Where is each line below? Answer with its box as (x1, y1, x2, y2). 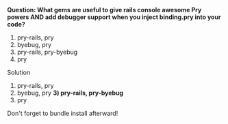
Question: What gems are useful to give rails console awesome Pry (7, 6, 202, 14)
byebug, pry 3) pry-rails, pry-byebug (16, 89, 124, 97)
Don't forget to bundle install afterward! (7, 109, 118, 117)
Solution (7, 68, 31, 76)
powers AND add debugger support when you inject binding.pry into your (7, 13, 221, 21)
